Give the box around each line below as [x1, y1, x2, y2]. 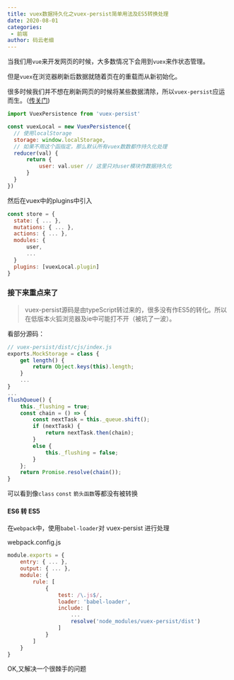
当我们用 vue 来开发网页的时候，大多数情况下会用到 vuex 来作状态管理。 [7, 57, 210, 66]
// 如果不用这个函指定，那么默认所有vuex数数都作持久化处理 [13, 143, 168, 150]
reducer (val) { [13, 150, 59, 157]
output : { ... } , [20, 565, 71, 572]
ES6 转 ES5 [7, 507, 40, 515]
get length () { [20, 356, 65, 364]
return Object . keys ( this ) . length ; [33, 363, 134, 371]
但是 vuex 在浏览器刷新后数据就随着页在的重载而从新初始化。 [7, 72, 182, 81]
